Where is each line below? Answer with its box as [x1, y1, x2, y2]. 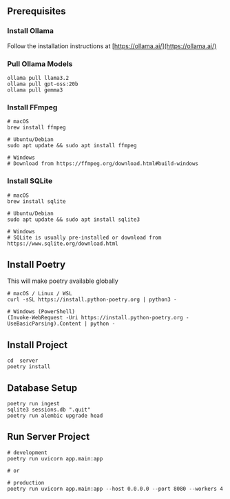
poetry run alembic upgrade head [7, 412, 103, 419]
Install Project [7, 339, 67, 350]
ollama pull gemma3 [7, 86, 63, 94]
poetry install [7, 363, 51, 370]
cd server [7, 357, 39, 364]
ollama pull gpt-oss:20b [7, 81, 79, 87]
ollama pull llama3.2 [7, 74, 70, 81]
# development [7, 449, 48, 456]
